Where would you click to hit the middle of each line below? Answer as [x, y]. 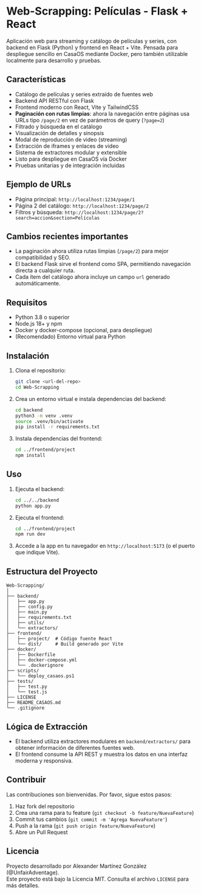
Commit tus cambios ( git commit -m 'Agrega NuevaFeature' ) [91, 819]
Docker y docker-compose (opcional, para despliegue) [84, 330]
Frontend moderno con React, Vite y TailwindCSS [77, 107]
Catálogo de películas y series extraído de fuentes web [84, 94]
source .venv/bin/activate [49, 421]
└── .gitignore [26, 708]
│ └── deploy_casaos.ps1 [40, 676]
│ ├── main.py [27, 612]
